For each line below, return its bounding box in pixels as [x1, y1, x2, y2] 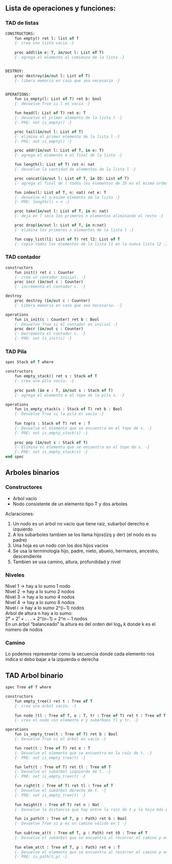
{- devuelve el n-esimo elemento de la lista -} [14, 194, 120, 200]
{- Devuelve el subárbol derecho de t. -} [14, 788, 106, 793]
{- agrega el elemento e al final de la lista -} [14, 153, 123, 158]
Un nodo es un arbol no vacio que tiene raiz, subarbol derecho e [12, 520, 149, 526]
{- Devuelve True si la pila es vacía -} [14, 411, 104, 416]
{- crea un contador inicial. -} [14, 275, 86, 280]
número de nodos [5, 627, 43, 633]
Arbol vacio [12, 495, 37, 501]
